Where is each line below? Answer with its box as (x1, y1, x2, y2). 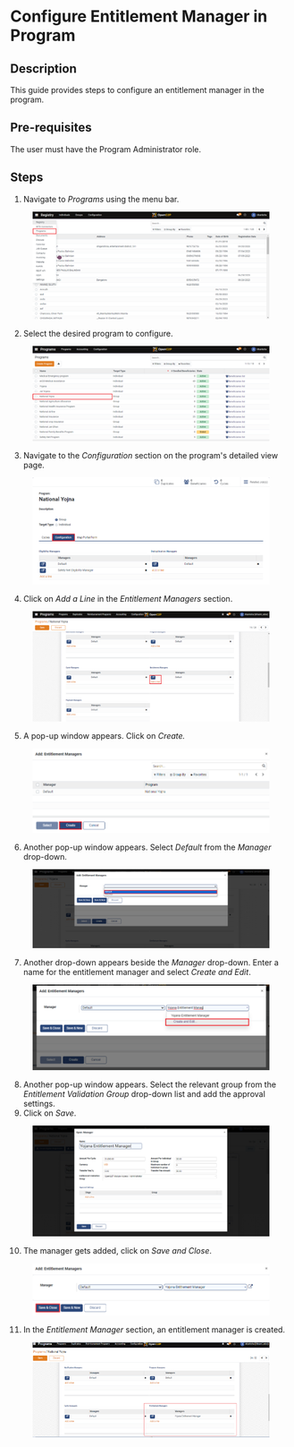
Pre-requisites (10, 120, 92, 135)
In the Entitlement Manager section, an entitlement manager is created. (22, 1323, 285, 1335)
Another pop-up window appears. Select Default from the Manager (22, 842, 272, 852)
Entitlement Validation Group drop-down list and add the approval (22, 1089, 266, 1100)
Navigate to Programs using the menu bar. (22, 193, 180, 204)
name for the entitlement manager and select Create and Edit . (22, 966, 251, 977)
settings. (22, 1099, 56, 1109)
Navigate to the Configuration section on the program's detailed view (22, 450, 279, 460)
